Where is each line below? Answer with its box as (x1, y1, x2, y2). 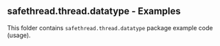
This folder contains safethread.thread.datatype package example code (7, 23, 213, 32)
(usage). (7, 31, 31, 39)
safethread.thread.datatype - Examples (7, 5, 181, 17)
